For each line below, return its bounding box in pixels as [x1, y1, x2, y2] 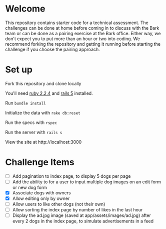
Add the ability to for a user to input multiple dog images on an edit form [12, 179, 161, 185]
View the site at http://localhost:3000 [5, 139, 82, 145]
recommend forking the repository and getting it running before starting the [5, 41, 161, 47]
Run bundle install [5, 100, 46, 106]
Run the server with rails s [5, 129, 62, 135]
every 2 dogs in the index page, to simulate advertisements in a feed [12, 218, 154, 224]
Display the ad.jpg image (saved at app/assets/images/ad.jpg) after [12, 212, 151, 218]
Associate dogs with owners [12, 189, 71, 196]
